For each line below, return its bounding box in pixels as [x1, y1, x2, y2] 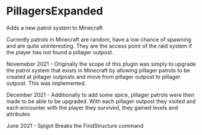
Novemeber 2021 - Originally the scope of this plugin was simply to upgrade [6, 60, 197, 67]
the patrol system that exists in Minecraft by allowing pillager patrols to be [6, 66, 191, 74]
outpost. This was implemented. [6, 80, 86, 87]
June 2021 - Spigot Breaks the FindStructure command [6, 122, 144, 129]
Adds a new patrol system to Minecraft [6, 24, 103, 31]
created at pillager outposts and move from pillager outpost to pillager [6, 73, 181, 80]
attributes [6, 110, 30, 118]
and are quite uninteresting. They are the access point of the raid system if [6, 42, 192, 49]
